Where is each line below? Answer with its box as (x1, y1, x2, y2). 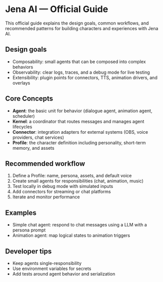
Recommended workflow (5, 159, 85, 168)
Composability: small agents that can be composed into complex (12, 59, 146, 65)
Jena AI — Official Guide (5, 4, 108, 15)
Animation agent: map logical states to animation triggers (12, 232, 130, 238)
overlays (12, 80, 30, 86)
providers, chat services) (12, 134, 64, 140)
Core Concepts (5, 94, 53, 103)
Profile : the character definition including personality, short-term (12, 139, 146, 146)
